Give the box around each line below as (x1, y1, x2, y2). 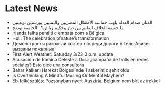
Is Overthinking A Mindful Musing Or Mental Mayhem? (12, 72, 124, 78)
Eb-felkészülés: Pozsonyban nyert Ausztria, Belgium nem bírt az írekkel (12, 78, 160, 84)
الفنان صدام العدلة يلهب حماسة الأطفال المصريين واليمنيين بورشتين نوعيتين (12, 19, 153, 25)
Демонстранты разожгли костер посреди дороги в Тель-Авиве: (12, 40, 150, 46)
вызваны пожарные (12, 46, 55, 52)
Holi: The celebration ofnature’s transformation (12, 35, 109, 41)
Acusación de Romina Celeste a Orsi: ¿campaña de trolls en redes (12, 56, 149, 62)
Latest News (5, 3, 58, 14)
